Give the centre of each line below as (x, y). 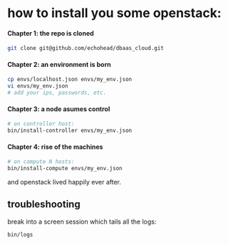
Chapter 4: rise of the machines (55, 147)
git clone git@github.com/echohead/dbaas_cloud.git (85, 48)
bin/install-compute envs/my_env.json (65, 169)
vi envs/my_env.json (38, 86)
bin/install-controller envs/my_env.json (70, 131)
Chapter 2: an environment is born (59, 64)
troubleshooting (44, 204)
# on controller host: (41, 124)
